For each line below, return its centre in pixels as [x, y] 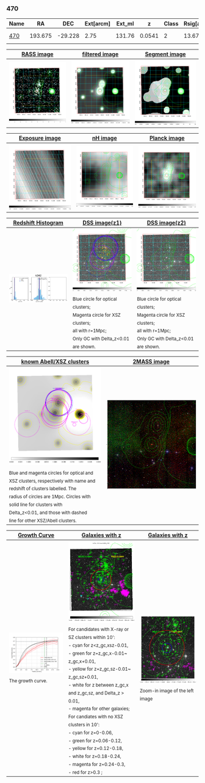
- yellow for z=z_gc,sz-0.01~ [99, 669]
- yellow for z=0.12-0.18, [96, 749]
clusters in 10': [84, 724]
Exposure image [40, 138]
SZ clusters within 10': [92, 637]
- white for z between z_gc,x [99, 685]
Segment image [165, 54]
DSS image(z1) [102, 223]
